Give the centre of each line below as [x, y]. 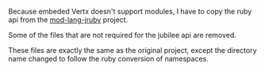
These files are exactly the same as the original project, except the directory [132, 50]
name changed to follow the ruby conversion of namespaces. [108, 59]
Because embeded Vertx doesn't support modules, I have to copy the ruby [130, 11]
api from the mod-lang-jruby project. [68, 20]
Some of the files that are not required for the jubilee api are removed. [122, 35]
